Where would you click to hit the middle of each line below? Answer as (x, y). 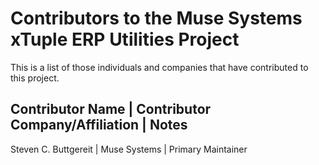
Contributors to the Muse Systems (156, 18)
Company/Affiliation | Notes (99, 125)
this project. (35, 78)
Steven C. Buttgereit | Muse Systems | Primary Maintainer (129, 149)
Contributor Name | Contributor (111, 109)
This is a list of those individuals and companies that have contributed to (159, 67)
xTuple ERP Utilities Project (125, 39)
